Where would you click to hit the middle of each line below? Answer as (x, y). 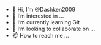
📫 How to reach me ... (40, 36)
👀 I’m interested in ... (38, 16)
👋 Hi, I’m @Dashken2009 (43, 9)
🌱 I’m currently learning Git (46, 22)
